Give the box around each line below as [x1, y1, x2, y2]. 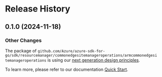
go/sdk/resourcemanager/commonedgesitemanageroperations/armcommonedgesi [5, 53, 158, 58]
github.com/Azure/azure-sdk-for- [37, 49, 105, 53]
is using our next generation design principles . [47, 57, 140, 63]
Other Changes [5, 37, 42, 44]
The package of [5, 48, 37, 53]
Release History [5, 3, 70, 14]
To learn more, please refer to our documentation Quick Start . [5, 66, 129, 72]
